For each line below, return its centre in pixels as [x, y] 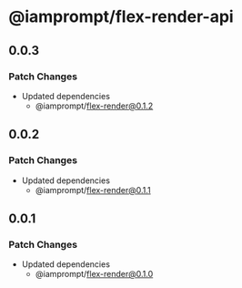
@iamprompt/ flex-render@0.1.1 [93, 190]
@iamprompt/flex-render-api [121, 17]
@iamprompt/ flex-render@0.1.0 [94, 274]
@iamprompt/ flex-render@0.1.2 [94, 106]
